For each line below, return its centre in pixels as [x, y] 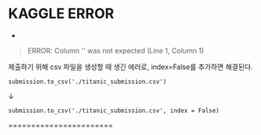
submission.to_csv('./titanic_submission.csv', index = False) [114, 111]
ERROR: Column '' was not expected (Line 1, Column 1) [116, 50]
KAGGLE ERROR [61, 14]
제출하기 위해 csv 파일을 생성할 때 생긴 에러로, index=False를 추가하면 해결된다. [130, 67]
